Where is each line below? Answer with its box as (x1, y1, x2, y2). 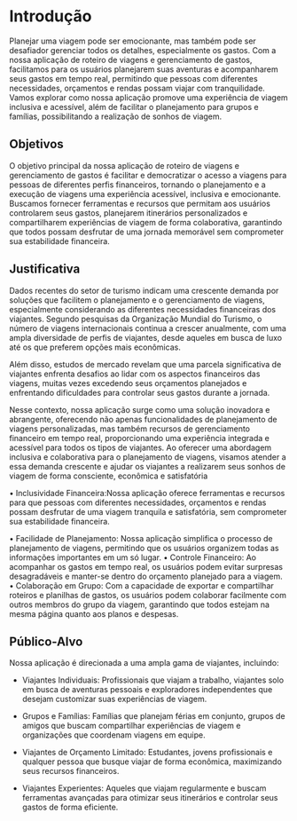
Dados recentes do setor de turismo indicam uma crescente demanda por (9, 285, 279, 296)
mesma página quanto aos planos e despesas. (9, 608, 179, 619)
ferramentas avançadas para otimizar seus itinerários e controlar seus (21, 793, 278, 803)
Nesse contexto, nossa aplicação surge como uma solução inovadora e (9, 404, 270, 414)
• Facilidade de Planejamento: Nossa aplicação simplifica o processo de (9, 533, 273, 543)
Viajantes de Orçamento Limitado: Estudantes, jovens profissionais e (21, 747, 273, 758)
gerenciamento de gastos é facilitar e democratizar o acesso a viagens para (9, 170, 287, 180)
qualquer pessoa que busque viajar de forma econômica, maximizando (21, 756, 282, 767)
